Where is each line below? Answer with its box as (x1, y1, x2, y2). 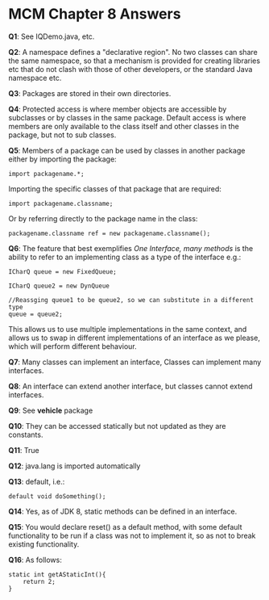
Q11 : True (8, 445, 39, 455)
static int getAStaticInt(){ (8, 570, 106, 578)
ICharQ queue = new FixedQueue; (8, 267, 117, 275)
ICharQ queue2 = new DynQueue (8, 282, 110, 290)
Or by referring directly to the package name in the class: (8, 213, 198, 223)
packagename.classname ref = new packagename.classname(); (8, 229, 211, 237)
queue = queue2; (8, 310, 63, 318)
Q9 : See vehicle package (8, 405, 93, 415)
